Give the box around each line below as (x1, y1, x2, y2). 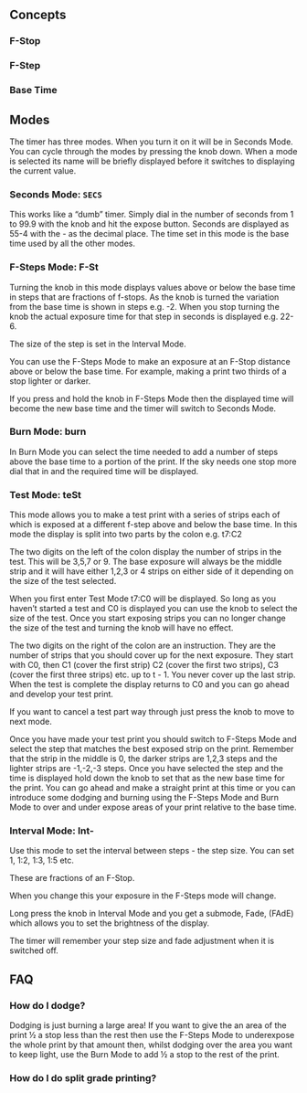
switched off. (9, 945, 59, 956)
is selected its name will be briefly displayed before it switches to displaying (9, 155, 295, 166)
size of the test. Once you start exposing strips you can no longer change (9, 612, 286, 624)
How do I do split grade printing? (9, 1072, 157, 1085)
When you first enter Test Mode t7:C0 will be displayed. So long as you (9, 593, 277, 604)
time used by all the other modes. (9, 238, 135, 249)
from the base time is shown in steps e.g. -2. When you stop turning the (9, 301, 281, 312)
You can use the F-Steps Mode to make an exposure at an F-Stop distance (9, 355, 291, 366)
